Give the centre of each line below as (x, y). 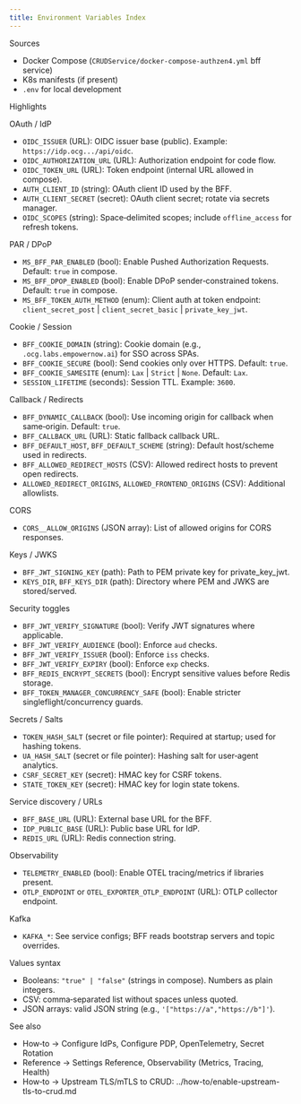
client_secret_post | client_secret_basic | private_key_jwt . (135, 309)
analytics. (40, 765)
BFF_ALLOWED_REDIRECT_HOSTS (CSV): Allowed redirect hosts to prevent (150, 464)
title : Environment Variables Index (77, 17)
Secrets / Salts (36, 719)
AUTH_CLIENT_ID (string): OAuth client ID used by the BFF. (127, 188)
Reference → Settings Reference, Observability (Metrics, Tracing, (143, 1062)
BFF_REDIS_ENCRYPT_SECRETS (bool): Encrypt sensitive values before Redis (156, 673)
